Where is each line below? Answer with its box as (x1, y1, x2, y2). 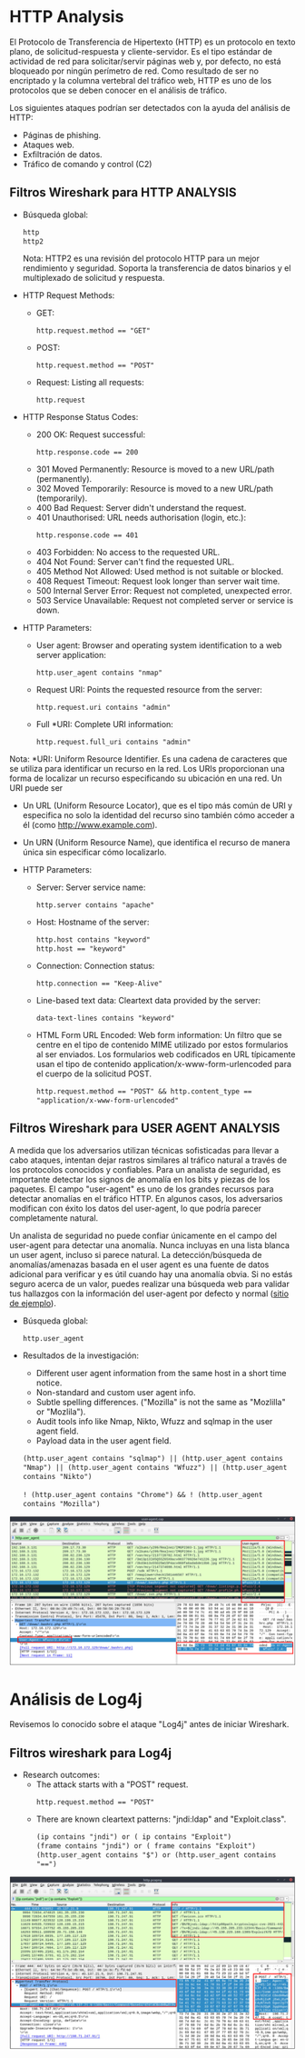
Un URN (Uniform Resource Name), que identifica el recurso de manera (22, 836, 290, 847)
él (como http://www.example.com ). (22, 819, 158, 830)
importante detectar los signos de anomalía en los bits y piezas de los (9, 1174, 271, 1184)
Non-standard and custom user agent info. (35, 1386, 197, 1397)
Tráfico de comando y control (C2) (22, 158, 152, 169)
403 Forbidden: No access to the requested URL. (35, 546, 221, 557)
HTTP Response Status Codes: (22, 411, 139, 422)
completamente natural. (9, 1212, 99, 1224)
